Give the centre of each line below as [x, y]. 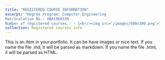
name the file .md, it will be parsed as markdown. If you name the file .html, [81, 47]
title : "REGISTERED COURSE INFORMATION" [47, 10]
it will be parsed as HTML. [31, 53]
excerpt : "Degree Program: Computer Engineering [56, 14]
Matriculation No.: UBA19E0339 [37, 19]
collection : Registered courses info [44, 28]
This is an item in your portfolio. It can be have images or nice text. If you [79, 42]
